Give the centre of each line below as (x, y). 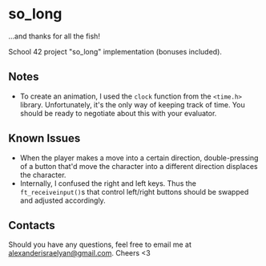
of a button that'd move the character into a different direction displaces (139, 166)
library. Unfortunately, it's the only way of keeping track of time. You (133, 104)
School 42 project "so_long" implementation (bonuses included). (115, 51)
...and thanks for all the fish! (54, 36)
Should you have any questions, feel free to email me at (100, 244)
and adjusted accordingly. (62, 200)
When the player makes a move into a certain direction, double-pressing (139, 158)
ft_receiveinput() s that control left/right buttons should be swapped (134, 191)
